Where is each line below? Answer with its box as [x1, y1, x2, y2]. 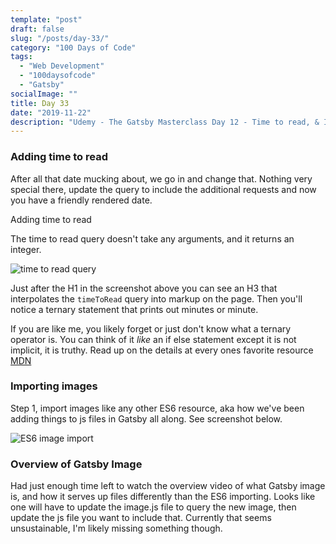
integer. [10, 243, 42, 255]
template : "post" [10, 14, 83, 25]
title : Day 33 [10, 98, 70, 108]
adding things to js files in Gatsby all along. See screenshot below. [10, 412, 283, 425]
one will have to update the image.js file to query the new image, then [10, 501, 297, 513]
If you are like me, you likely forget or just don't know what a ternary [10, 322, 292, 335]
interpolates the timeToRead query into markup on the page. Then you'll [10, 292, 303, 305]
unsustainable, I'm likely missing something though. [10, 522, 223, 535]
